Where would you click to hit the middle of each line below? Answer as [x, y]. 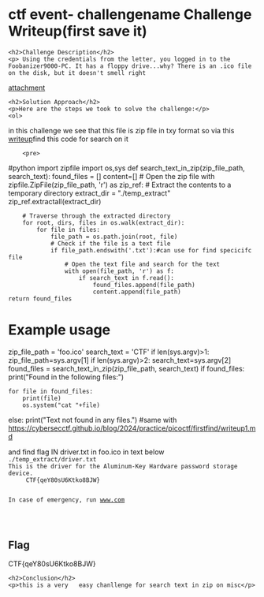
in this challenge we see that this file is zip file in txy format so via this [121, 130]
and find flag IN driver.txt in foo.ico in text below [86, 452]
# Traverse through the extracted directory [97, 216]
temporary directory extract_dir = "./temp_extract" [89, 193]
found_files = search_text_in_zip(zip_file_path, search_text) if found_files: [126, 368]
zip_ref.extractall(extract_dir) [55, 201]
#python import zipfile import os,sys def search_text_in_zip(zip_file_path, [127, 168]
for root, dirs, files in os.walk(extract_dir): [104, 222]
